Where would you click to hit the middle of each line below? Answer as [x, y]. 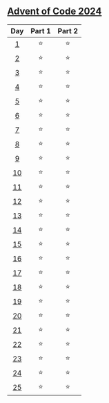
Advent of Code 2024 [54, 11]
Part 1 [41, 31]
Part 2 [68, 31]
